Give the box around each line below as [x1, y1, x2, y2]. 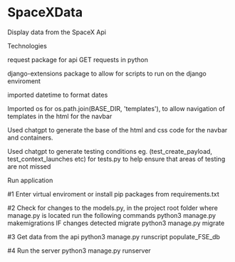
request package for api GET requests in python [7, 55, 148, 64]
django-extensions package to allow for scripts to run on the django [7, 69, 207, 78]
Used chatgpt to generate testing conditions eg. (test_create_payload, [7, 147, 212, 155]
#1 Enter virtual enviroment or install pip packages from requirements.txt [7, 189, 219, 198]
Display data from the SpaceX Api [7, 28, 107, 36]
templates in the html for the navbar [7, 112, 113, 120]
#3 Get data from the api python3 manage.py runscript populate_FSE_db [7, 232, 221, 241]
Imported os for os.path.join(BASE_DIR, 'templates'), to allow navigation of [7, 104, 226, 112]
